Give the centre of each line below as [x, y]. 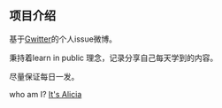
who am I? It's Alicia [46, 94]
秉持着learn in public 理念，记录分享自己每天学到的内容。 [114, 58]
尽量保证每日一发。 [44, 76]
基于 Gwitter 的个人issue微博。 [63, 39]
